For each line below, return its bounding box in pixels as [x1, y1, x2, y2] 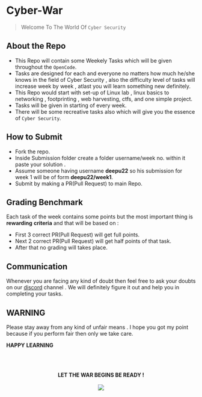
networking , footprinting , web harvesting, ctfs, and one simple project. [14, 95, 193, 102]
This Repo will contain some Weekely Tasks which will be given [14, 57, 173, 64]
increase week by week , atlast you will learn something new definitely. [14, 82, 191, 90]
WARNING [6, 307, 46, 318]
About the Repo [6, 41, 66, 51]
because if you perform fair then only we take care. [6, 330, 133, 337]
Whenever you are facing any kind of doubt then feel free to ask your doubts [6, 277, 196, 285]
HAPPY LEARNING [6, 342, 54, 349]
